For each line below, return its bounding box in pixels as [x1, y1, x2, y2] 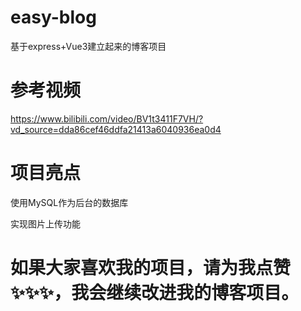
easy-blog [10, 6, 97, 29]
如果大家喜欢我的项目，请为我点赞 [10, 257, 292, 279]
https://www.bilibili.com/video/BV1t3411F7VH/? [10, 112, 204, 125]
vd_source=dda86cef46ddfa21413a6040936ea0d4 [10, 123, 222, 135]
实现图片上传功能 [10, 217, 81, 230]
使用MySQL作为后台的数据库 [10, 196, 129, 208]
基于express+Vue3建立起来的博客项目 [10, 40, 167, 52]
